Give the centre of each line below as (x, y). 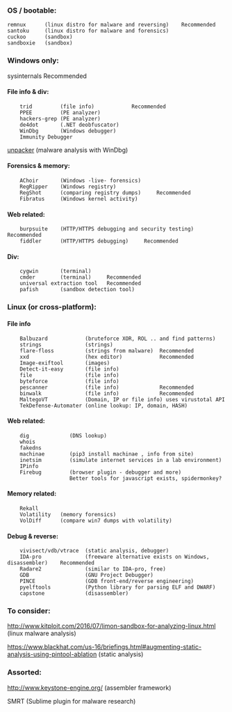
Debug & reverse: (33, 536)
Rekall (29, 508)
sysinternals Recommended (47, 76)
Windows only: (33, 61)
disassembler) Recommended (51, 563)
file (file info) (69, 375)
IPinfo (29, 466)
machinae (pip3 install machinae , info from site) (107, 454)
